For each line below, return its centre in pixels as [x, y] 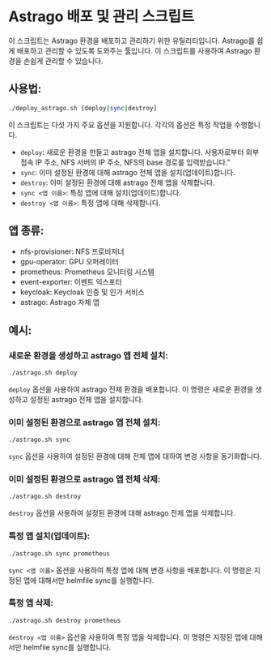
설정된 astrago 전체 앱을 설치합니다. [87, 399]
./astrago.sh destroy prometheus [65, 620]
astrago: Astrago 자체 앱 [59, 302]
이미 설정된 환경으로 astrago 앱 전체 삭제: [85, 479]
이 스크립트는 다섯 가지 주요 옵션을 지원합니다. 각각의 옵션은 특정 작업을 [121, 124]
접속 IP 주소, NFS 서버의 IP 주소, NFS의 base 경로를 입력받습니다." [125, 162]
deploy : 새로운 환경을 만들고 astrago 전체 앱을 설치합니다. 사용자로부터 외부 [140, 152]
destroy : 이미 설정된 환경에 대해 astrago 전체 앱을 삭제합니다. [118, 182]
